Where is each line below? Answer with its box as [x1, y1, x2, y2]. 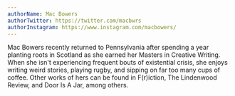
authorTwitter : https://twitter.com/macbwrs [7, 17, 142, 24]
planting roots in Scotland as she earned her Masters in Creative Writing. [7, 50, 221, 59]
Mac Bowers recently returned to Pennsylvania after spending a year [7, 43, 209, 52]
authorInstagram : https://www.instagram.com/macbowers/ [7, 23, 177, 31]
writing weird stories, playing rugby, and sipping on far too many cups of [7, 65, 221, 75]
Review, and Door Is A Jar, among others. [7, 81, 129, 90]
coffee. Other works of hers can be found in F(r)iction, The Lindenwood [7, 73, 217, 82]
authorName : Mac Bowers [7, 10, 78, 18]
